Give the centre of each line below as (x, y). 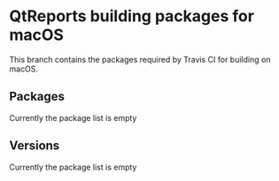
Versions (35, 146)
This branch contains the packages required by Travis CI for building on (140, 59)
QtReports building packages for (132, 16)
